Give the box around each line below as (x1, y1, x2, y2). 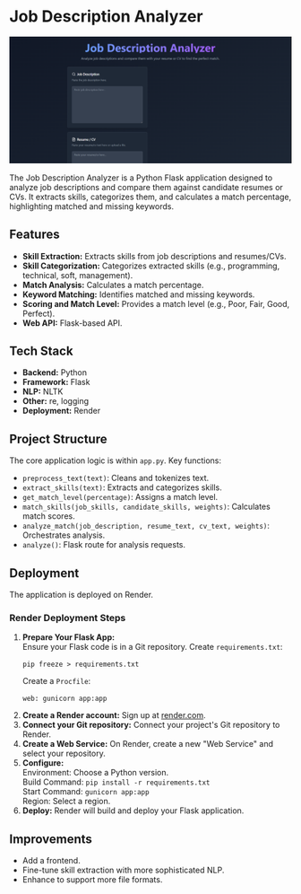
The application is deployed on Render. (9, 590, 154, 600)
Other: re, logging (21, 396, 90, 407)
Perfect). (21, 308, 56, 319)
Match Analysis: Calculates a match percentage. (21, 279, 204, 290)
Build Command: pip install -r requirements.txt (21, 776, 211, 787)
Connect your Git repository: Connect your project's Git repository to (21, 720, 280, 731)
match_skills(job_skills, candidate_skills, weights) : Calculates (21, 501, 271, 513)
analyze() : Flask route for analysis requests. (21, 539, 186, 550)
